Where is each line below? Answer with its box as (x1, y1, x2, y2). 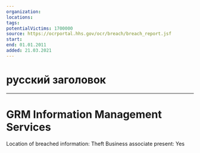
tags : (6, 20, 20, 26)
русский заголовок (6, 73, 106, 86)
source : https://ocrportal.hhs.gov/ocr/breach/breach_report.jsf (6, 31, 171, 37)
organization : (6, 8, 42, 15)
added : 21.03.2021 (6, 48, 52, 54)
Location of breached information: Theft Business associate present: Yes (6, 140, 185, 147)
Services (6, 120, 52, 134)
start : (6, 36, 23, 42)
